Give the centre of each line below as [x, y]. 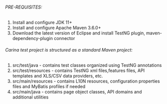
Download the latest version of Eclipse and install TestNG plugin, [79, 33]
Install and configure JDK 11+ [42, 22]
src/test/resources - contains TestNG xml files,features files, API [79, 70]
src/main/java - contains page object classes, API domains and [77, 92]
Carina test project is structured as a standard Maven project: [69, 49]
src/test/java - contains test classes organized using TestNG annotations [87, 65]
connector [65, 38]
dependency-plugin [33, 38]
